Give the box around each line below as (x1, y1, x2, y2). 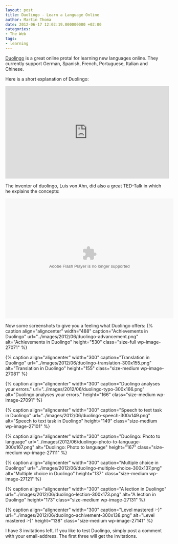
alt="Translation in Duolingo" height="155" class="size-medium (5, 365, 140, 371)
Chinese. (5, 66, 24, 72)
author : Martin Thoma (5, 17, 52, 22)
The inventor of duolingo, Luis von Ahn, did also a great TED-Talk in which (5, 183, 162, 189)
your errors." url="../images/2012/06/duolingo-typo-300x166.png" (5, 386, 145, 392)
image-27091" (5, 397, 35, 403)
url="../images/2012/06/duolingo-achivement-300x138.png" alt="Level (5, 512, 155, 518)
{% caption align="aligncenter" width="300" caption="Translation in (5, 354, 150, 360)
